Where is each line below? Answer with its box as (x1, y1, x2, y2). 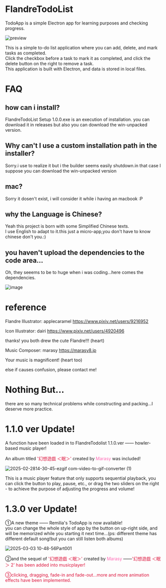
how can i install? (5, 103, 60, 112)
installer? (5, 149, 35, 158)
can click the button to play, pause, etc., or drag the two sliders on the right (5, 481, 160, 486)
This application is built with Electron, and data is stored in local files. (5, 66, 147, 72)
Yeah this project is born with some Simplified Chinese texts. (5, 223, 129, 229)
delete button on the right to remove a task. (5, 60, 94, 66)
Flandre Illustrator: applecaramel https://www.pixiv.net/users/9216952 (5, 318, 149, 324)
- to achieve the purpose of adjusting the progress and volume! (5, 486, 135, 492)
